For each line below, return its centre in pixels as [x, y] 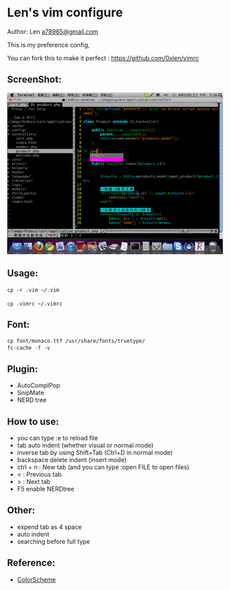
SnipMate [30, 393]
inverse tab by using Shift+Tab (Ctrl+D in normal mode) [95, 452]
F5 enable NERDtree [46, 489]
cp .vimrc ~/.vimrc [35, 304]
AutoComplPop [38, 385]
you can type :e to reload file [57, 438]
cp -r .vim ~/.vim [33, 290]
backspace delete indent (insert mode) [72, 460]
